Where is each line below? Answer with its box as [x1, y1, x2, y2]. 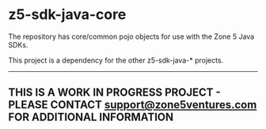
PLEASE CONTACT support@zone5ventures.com [8, 98, 257, 112]
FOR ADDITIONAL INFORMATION [8, 111, 174, 124]
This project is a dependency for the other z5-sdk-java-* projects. [8, 55, 224, 65]
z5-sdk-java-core [8, 6, 127, 24]
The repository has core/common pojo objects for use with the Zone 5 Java [8, 32, 255, 41]
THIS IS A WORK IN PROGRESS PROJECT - [8, 85, 222, 100]
